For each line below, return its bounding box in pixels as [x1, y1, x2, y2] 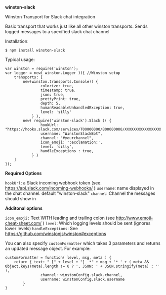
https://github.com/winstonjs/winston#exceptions [5, 231, 106, 236]
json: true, [40, 92, 65, 97]
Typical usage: [5, 57, 35, 62]
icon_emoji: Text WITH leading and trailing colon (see [5, 215, 115, 221]
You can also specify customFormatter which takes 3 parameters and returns [5, 240, 161, 246]
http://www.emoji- [116, 215, 153, 221]
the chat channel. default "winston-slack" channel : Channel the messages [5, 190, 156, 196]
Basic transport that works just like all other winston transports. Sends [5, 23, 148, 29]
